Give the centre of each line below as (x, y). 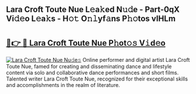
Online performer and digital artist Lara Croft (136, 60)
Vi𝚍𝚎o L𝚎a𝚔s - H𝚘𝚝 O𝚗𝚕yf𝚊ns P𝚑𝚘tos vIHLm (91, 19)
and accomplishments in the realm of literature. (63, 85)
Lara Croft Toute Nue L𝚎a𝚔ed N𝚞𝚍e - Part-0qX (93, 10)
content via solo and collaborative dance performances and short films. (92, 73)
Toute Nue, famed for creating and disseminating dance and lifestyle (89, 66)
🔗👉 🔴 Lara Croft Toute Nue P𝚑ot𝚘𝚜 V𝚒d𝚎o (86, 43)
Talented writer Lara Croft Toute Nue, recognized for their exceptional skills (97, 79)
